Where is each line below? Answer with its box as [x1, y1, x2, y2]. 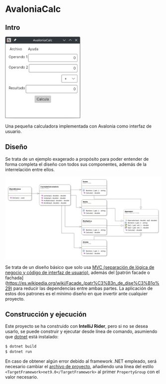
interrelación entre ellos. [5, 166, 55, 172]
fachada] [5, 274, 24, 281]
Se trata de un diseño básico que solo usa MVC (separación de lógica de [5, 264, 155, 270]
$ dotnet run [5, 349, 32, 354]
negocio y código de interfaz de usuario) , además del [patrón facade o [5, 269, 150, 275]
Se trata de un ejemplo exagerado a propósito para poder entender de [5, 156, 149, 162]
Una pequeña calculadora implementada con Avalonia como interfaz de [5, 123, 152, 129]
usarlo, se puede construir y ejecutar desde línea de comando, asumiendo [5, 328, 158, 334]
